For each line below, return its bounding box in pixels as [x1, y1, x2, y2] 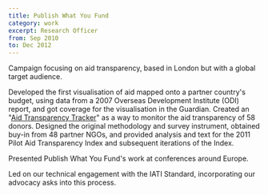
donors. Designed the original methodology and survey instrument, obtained [8, 121, 260, 131]
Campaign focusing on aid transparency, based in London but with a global [8, 63, 256, 73]
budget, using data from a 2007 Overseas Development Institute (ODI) [8, 96, 240, 105]
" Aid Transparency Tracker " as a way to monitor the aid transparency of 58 [8, 113, 256, 122]
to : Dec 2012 [8, 42, 52, 50]
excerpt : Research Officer [8, 26, 98, 34]
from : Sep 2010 [8, 34, 59, 42]
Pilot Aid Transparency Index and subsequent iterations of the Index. [8, 138, 234, 148]
